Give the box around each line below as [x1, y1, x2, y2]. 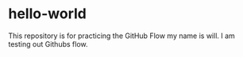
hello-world [8, 5, 87, 23]
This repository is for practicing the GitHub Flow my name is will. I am [8, 31, 236, 40]
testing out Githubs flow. [8, 39, 88, 48]
